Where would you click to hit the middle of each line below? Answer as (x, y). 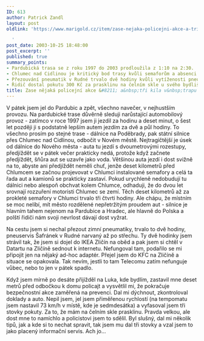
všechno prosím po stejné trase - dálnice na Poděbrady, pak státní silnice (98, 133)
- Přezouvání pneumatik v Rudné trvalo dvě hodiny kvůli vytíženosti (96, 79)
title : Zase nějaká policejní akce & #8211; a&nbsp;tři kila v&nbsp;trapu (102, 91)
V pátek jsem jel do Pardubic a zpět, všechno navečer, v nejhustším (91, 108)
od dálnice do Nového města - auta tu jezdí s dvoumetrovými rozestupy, (96, 147)
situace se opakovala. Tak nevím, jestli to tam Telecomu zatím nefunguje (97, 261)
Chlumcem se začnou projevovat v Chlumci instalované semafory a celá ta (100, 172)
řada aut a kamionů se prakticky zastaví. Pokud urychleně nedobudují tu (97, 179)
